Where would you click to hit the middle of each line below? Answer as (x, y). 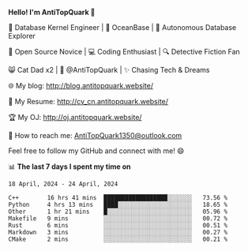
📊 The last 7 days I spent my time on (70, 167)
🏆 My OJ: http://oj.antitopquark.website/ (75, 117)
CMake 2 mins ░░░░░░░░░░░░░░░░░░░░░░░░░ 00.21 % (118, 239)
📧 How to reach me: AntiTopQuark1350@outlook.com (95, 135)
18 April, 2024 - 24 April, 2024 (63, 184)
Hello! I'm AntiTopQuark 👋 (52, 12)
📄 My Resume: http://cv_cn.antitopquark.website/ (88, 101)
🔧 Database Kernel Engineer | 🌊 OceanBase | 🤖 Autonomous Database (122, 27)
